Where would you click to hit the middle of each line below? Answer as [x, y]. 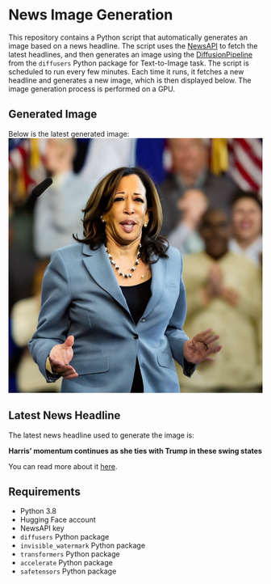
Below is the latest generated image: [69, 133]
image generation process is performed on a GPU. [92, 89]
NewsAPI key [42, 528]
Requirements [44, 491]
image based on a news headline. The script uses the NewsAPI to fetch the [133, 45]
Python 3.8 [38, 511]
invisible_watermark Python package [83, 546]
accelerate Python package [66, 563]
